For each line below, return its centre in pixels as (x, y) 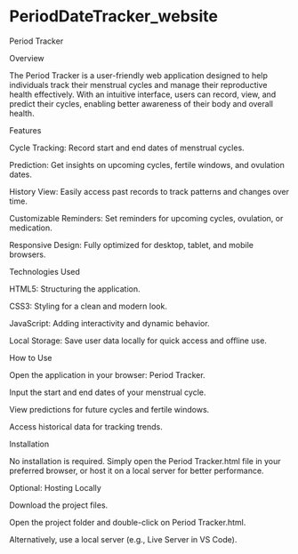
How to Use (31, 357)
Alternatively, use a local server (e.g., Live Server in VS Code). (123, 539)
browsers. (28, 254)
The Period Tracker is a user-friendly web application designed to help (139, 75)
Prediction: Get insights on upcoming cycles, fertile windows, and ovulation (147, 165)
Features (25, 130)
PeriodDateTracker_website (114, 16)
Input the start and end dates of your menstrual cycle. (108, 392)
